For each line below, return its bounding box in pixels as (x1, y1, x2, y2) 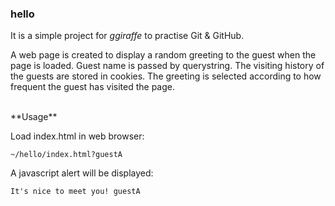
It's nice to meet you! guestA (10, 187, 141, 197)
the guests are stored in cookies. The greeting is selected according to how (10, 70, 322, 82)
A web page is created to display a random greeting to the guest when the (10, 49, 317, 61)
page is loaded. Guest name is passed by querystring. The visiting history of (10, 60, 325, 72)
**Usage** (10, 111, 58, 123)
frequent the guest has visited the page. (10, 81, 176, 93)
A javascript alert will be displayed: (10, 167, 154, 179)
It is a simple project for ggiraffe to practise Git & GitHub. (10, 30, 245, 42)
